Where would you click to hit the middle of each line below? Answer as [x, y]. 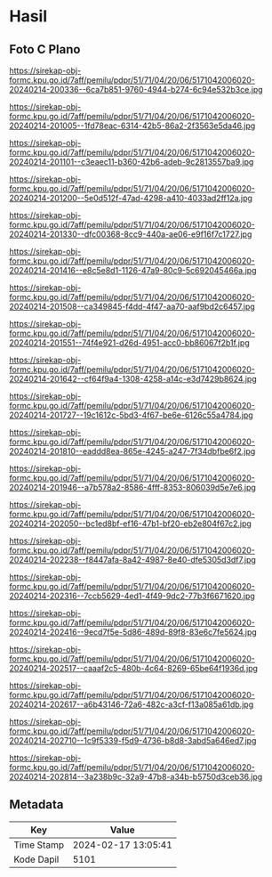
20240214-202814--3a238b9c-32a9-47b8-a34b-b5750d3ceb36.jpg [136, 777]
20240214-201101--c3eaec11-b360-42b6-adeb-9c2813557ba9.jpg [132, 162]
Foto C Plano [45, 49]
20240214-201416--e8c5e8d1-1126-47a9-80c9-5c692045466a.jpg [133, 270]
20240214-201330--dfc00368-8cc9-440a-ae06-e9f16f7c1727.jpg [131, 234]
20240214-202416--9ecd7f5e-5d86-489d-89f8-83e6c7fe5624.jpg [133, 632]
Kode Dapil [36, 859]
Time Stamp [39, 845]
